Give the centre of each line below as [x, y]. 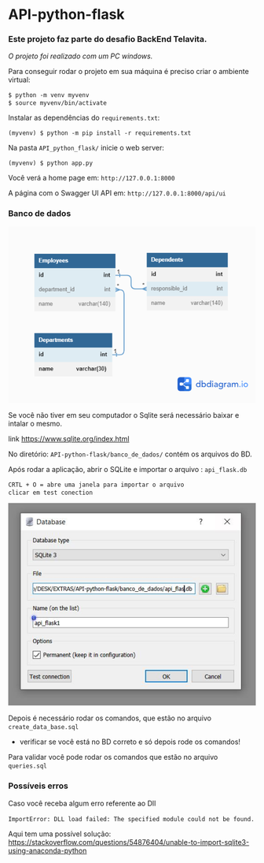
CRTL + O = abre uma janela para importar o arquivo [96, 485]
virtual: [19, 80]
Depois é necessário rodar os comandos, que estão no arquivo [110, 718]
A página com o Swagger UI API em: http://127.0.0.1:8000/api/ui [117, 193]
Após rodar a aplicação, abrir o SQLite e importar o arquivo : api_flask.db [128, 470]
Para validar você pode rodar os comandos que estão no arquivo [113, 757]
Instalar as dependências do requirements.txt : [84, 118]
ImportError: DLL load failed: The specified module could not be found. [132, 819]
